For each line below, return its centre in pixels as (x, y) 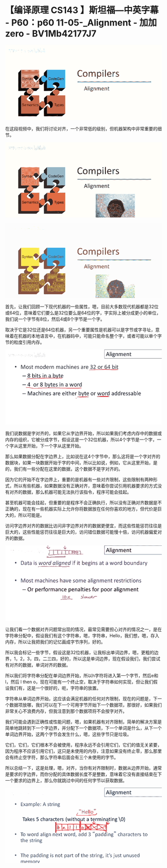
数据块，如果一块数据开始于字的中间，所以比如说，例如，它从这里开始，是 (81, 462)
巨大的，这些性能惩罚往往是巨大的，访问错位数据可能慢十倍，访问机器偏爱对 (83, 532)
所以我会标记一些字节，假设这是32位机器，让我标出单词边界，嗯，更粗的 (80, 652)
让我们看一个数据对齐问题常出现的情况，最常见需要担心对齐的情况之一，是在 (83, 629)
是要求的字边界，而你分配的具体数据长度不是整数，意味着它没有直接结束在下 (83, 774)
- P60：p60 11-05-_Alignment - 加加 (81, 23)
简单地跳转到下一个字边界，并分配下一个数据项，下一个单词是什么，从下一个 (83, 728)
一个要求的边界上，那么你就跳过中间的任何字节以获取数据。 (66, 780)
